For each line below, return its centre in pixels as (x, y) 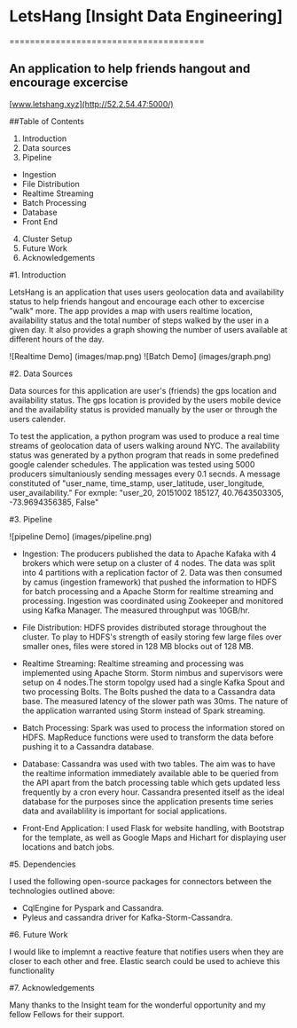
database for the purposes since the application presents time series (148, 801)
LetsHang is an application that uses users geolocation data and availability (147, 292)
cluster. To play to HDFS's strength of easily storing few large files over (152, 637)
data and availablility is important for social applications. (125, 811)
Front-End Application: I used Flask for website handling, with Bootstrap (153, 828)
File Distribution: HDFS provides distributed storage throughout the (144, 627)
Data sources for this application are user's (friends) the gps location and (143, 390)
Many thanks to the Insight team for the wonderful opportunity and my (137, 1005)
